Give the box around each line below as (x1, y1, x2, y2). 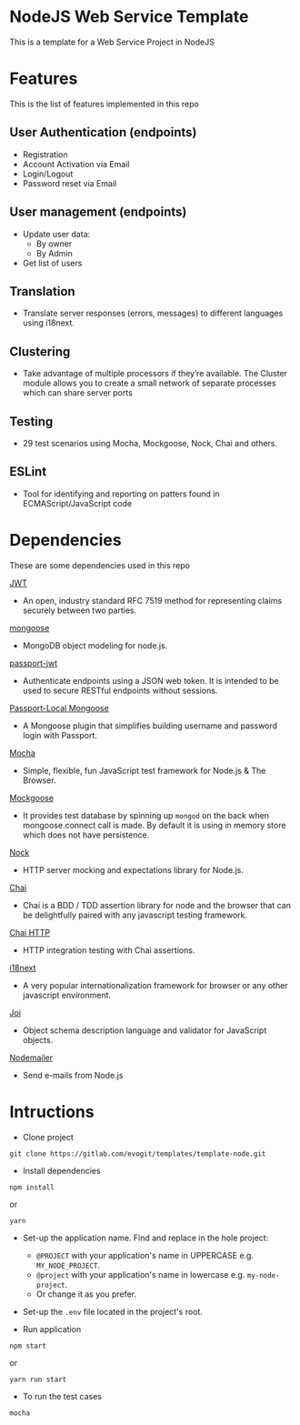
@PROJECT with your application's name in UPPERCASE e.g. (35, 1249, 255, 1260)
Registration (22, 148, 68, 160)
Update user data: (22, 228, 91, 239)
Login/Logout (22, 168, 74, 179)
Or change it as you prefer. (35, 1289, 137, 1300)
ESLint (9, 464, 47, 479)
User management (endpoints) (9, 205, 187, 220)
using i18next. (22, 317, 75, 328)
